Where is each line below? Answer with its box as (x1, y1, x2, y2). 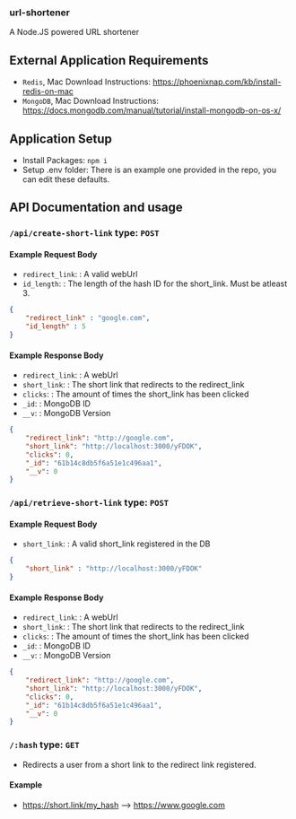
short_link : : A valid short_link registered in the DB (22, 538, 211, 549)
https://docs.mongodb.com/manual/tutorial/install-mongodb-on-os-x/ (22, 105, 282, 116)
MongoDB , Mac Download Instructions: (22, 96, 160, 107)
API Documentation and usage (9, 200, 183, 215)
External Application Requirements (9, 52, 209, 68)
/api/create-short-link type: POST (9, 227, 160, 240)
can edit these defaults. (22, 173, 110, 185)
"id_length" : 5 (25, 322, 87, 331)
